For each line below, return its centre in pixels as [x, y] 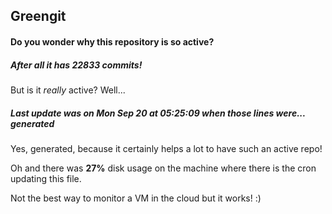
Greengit [38, 16]
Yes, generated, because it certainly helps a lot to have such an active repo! [166, 148]
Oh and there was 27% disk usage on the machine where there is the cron [163, 168]
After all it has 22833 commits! [76, 65]
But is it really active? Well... [68, 90]
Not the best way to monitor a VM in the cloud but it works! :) [136, 198]
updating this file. [46, 178]
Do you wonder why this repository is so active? [112, 41]
